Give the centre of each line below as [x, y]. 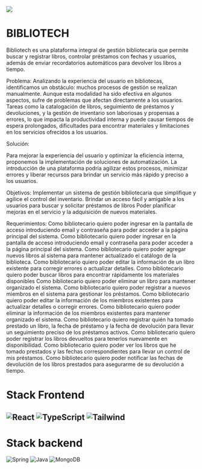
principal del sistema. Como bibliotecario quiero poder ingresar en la [91, 236]
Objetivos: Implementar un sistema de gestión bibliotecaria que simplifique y [101, 193]
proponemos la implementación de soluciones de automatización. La [92, 161]
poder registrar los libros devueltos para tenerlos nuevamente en [87, 338]
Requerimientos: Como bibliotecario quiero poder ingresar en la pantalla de [99, 223]
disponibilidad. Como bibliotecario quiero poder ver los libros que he [91, 345]
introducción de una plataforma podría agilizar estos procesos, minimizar [97, 168]
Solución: [18, 143]
